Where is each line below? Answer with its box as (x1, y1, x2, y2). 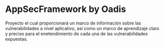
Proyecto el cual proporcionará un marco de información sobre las (5, 20, 141, 26)
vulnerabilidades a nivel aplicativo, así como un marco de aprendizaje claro (5, 25, 160, 31)
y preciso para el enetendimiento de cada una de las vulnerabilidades (5, 30, 148, 36)
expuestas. (5, 36, 28, 42)
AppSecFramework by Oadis (5, 3, 126, 15)
